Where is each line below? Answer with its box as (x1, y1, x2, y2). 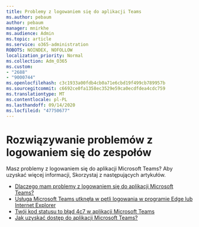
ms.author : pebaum (6, 14, 52, 20)
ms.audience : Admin (6, 31, 54, 37)
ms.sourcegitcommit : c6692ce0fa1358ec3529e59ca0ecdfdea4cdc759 (6, 86, 166, 92)
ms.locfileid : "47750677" (6, 108, 70, 113)
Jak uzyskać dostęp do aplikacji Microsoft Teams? (14, 214, 138, 222)
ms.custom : (6, 63, 33, 70)
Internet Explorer (14, 202, 56, 209)
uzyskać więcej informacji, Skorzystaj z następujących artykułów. (6, 171, 166, 179)
